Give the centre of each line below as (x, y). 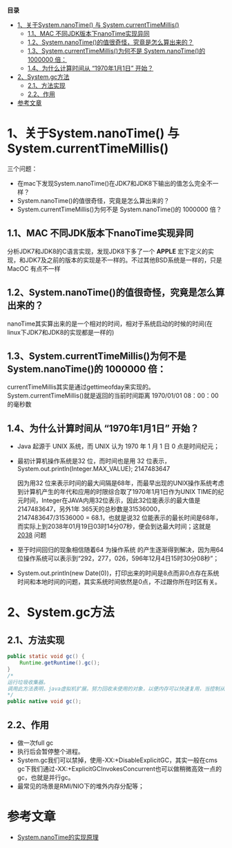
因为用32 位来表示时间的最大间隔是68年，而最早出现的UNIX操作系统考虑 (120, 483)
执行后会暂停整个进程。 (50, 751)
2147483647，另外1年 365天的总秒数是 (73, 509)
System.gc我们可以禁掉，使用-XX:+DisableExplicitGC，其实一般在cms (117, 760)
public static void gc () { (46, 657)
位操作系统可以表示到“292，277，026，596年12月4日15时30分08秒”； (118, 558)
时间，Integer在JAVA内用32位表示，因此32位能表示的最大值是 (112, 500)
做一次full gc (35, 743)
